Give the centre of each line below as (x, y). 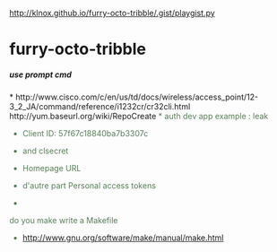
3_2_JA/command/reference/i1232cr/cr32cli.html (100, 107)
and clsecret (45, 151)
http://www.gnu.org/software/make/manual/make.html (123, 238)
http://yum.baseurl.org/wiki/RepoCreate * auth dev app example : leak (139, 117)
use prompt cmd (40, 74)
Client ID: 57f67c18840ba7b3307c (85, 134)
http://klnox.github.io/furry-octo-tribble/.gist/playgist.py (112, 13)
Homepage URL (52, 169)
